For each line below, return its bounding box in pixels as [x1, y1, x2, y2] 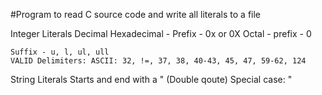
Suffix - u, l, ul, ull [10, 47, 110, 57]
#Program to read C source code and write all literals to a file [10, 9, 262, 20]
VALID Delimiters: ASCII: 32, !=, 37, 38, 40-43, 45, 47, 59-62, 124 [10, 56, 307, 66]
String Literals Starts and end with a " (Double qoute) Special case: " [10, 74, 293, 85]
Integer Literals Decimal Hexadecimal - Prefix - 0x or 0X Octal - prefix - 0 [10, 28, 312, 39]
